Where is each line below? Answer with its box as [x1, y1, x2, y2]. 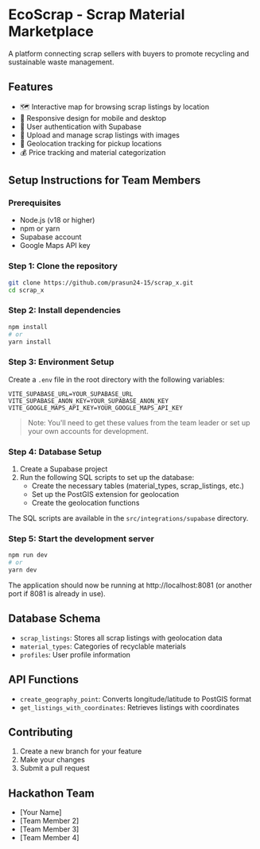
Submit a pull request [19, 763, 90, 773]
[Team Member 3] [19, 824, 80, 834]
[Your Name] [19, 808, 62, 817]
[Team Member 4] [19, 833, 80, 843]
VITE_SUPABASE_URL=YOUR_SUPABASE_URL [8, 390, 134, 398]
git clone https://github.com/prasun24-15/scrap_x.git [8, 278, 194, 287]
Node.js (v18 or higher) [19, 215, 95, 225]
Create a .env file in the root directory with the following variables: [8, 374, 225, 384]
